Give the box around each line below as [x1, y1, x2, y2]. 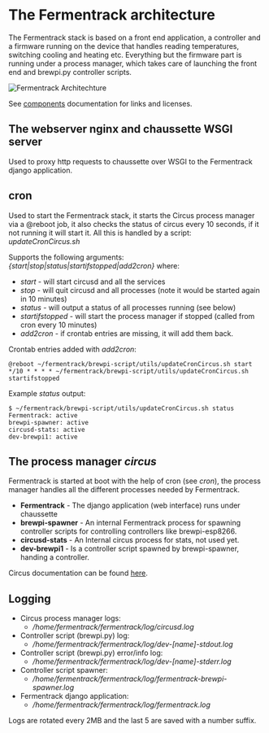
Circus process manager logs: [20, 613, 121, 623]
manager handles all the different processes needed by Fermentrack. [8, 485, 240, 495]
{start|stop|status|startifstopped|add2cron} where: [8, 260, 180, 270]
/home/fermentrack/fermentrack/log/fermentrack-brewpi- [32, 674, 228, 684]
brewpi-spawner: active [8, 418, 89, 426]
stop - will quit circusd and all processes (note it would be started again [20, 285, 260, 295]
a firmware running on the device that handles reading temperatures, [8, 41, 240, 50]
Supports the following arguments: [8, 252, 124, 262]
